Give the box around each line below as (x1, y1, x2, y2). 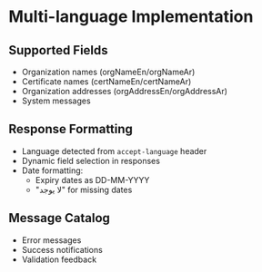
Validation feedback (21, 254, 97, 265)
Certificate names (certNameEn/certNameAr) (21, 76, 192, 87)
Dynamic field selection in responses (21, 155, 161, 166)
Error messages (21, 234, 82, 246)
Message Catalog (8, 210, 111, 226)
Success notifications (21, 244, 104, 255)
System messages (21, 95, 92, 106)
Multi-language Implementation (8, 6, 254, 27)
